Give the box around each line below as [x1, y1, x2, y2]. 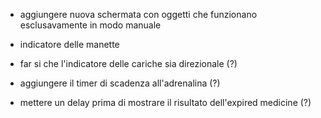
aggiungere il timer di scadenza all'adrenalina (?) [19, 77, 221, 89]
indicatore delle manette [19, 39, 120, 50]
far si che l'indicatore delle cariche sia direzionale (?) [19, 58, 238, 69]
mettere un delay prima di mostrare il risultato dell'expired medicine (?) [19, 97, 312, 108]
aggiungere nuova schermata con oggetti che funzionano [19, 9, 258, 20]
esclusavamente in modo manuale [19, 19, 162, 31]
